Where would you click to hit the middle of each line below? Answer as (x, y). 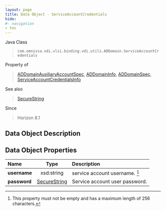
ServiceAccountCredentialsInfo (49, 80)
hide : (11, 19)
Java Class (16, 42)
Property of (17, 65)
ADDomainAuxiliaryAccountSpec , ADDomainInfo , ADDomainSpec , (84, 74)
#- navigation (20, 23)
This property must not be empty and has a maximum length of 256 (81, 198)
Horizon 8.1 (29, 118)
